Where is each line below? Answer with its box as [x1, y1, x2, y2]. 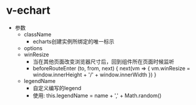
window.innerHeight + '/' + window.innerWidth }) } [32, 71, 157, 78]
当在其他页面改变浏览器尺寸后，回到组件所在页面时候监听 [32, 58, 174, 65]
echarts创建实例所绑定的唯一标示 [32, 38, 115, 45]
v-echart [6, 4, 51, 17]
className [23, 30, 52, 38]
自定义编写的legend [32, 84, 82, 91]
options [23, 44, 43, 51]
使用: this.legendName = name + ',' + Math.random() [32, 92, 162, 99]
